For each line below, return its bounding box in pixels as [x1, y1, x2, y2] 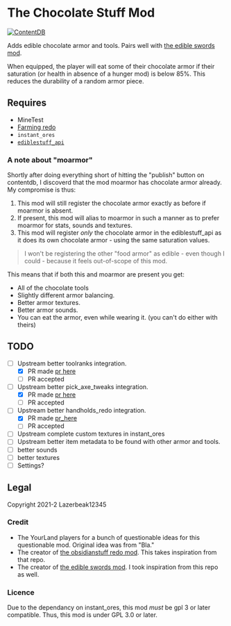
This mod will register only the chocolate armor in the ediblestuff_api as [17, 229, 222, 237]
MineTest [17, 115, 44, 124]
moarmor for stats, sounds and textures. [17, 221, 133, 230]
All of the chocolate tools [17, 283, 89, 293]
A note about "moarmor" [7, 155, 93, 165]
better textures [17, 453, 60, 461]
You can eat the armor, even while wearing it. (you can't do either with [17, 313, 219, 322]
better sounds [17, 445, 58, 454]
